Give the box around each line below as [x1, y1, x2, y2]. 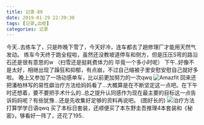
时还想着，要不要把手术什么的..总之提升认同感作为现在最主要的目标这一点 [6, 89, 191, 96]
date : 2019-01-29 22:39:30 [6, 15, 75, 21]
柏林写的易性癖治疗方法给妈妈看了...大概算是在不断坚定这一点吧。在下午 [16, 82, 198, 89]
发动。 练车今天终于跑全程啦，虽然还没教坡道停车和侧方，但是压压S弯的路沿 [6, 51, 198, 59]
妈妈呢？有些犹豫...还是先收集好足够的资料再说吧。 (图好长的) [11, 97, 166, 104]
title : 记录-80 [6, 9, 43, 15]
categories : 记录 [6, 26, 49, 32]
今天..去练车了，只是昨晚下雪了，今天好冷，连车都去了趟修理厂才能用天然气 [6, 43, 197, 51]
